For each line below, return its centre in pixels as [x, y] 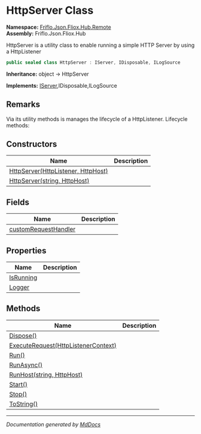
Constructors [32, 144]
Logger [19, 288]
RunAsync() [26, 365]
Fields [18, 202]
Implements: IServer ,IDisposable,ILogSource [62, 85]
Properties [26, 251]
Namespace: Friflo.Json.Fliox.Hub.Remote [59, 27]
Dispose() [23, 336]
